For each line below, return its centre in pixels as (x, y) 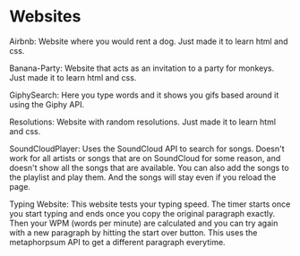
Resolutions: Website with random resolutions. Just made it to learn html (142, 122)
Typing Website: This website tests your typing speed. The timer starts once (150, 204)
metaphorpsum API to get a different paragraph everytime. (117, 242)
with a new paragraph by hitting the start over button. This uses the (133, 232)
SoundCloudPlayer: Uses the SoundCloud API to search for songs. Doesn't (147, 149)
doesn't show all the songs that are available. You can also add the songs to (149, 167)
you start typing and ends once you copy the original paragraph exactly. (142, 213)
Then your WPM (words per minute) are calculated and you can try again (144, 223)
